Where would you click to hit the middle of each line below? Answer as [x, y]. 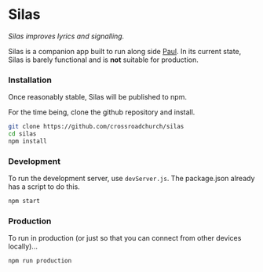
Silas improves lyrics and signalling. [66, 36]
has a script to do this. [44, 187]
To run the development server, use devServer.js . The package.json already [131, 179]
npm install [27, 141]
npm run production [40, 261]
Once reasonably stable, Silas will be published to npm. [97, 97]
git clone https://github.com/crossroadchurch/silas [96, 127]
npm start [24, 201]
